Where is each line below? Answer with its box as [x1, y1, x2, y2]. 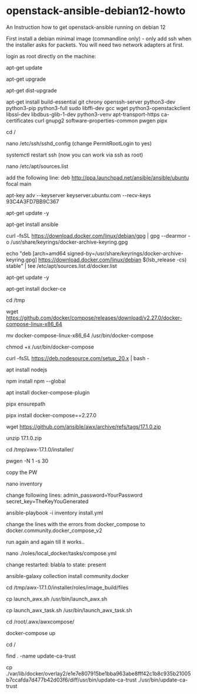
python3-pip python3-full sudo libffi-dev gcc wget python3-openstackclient [6, 104, 191, 111]
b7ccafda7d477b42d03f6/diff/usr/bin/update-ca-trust [6, 676, 137, 683]
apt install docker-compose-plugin [6, 388, 90, 396]
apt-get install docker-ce [6, 285, 66, 292]
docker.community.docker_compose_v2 [6, 527, 102, 534]
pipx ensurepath [6, 400, 46, 407]
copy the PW [6, 469, 38, 476]
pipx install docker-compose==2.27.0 [6, 411, 97, 419]
